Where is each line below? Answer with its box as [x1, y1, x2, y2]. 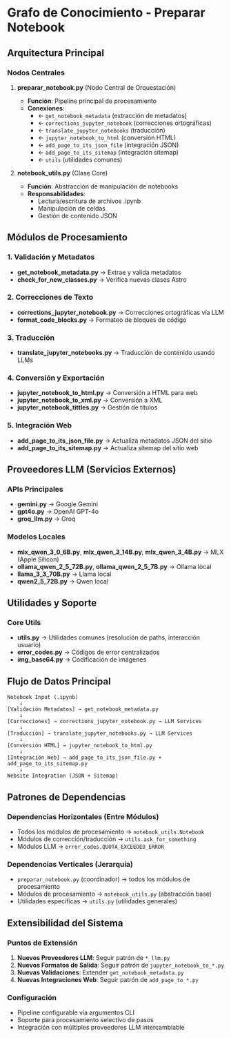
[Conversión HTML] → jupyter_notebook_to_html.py [7, 742, 153, 749]
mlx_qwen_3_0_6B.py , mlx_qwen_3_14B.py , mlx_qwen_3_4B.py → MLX [17, 548, 224, 556]
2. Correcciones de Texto [7, 292, 94, 302]
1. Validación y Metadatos [7, 252, 95, 262]
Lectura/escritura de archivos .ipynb [37, 197, 141, 205]
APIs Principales [7, 485, 63, 494]
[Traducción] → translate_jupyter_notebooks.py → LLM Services [7, 730, 193, 737]
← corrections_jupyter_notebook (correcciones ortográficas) [37, 119, 212, 127]
